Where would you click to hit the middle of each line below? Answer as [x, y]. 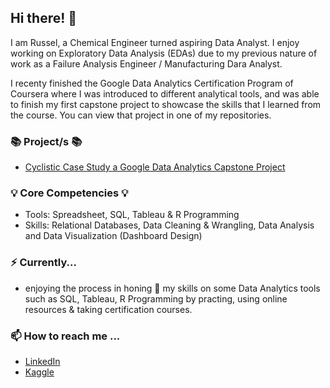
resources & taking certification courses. [108, 309]
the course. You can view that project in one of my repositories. [141, 115]
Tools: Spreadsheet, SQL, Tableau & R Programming [132, 215]
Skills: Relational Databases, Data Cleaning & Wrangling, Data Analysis [169, 225]
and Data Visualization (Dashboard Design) [113, 236]
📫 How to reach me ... [65, 336]
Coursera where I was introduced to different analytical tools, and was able [165, 93]
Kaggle [39, 372]
